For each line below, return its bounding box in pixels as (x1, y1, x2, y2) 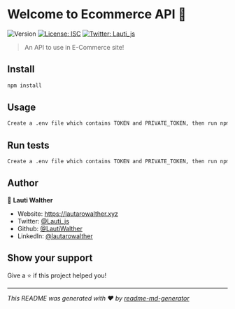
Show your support (7, 252, 93, 264)
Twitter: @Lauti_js (17, 217, 70, 225)
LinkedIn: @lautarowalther (17, 231, 93, 240)
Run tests (7, 139, 50, 151)
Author (7, 177, 38, 189)
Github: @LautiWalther (17, 224, 83, 233)
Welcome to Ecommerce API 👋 (7, 6, 187, 22)
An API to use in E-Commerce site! (24, 43, 124, 51)
